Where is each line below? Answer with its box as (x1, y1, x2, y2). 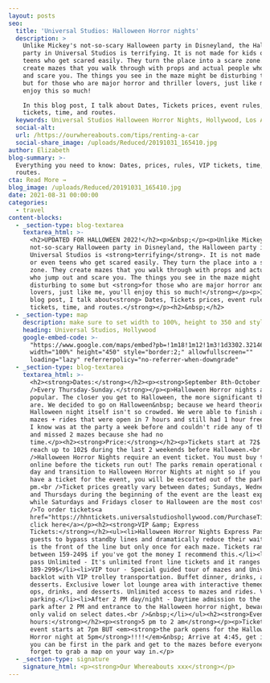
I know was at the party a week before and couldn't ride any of (29, 424, 253, 432)
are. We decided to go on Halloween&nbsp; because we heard (29, 400, 235, 409)
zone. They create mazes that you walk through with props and (29, 266, 247, 274)
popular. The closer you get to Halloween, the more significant (29, 393, 253, 401)
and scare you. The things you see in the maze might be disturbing (22, 72, 257, 80)
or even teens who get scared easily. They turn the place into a (29, 259, 257, 267)
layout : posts (8, 11, 56, 20)
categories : (8, 198, 48, 206)
